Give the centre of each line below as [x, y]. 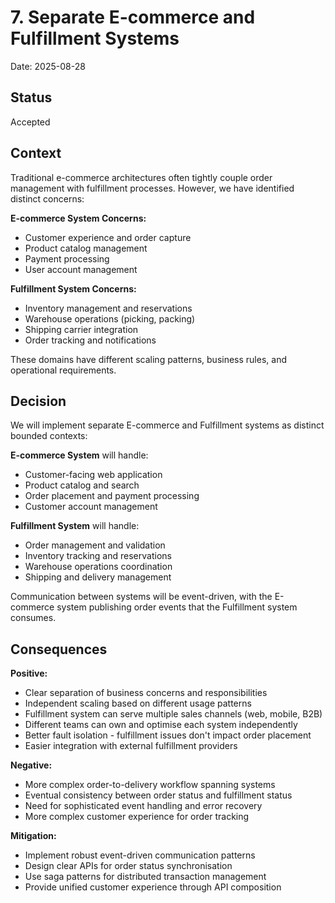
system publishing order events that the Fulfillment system [177, 607]
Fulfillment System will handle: [75, 526]
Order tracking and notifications [90, 340]
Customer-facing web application [93, 475]
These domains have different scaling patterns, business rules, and [148, 359]
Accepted [30, 122]
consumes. [33, 618]
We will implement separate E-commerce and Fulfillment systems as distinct [167, 425]
